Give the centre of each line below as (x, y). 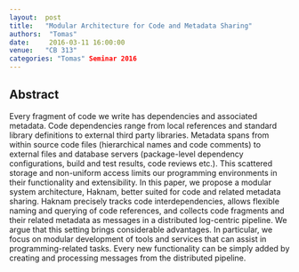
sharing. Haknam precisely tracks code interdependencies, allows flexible (145, 201)
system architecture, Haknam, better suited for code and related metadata (145, 191)
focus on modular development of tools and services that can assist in (138, 239)
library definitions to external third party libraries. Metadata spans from (139, 135)
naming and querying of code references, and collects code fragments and (147, 211)
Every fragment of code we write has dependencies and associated (133, 116)
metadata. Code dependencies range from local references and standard (143, 125)
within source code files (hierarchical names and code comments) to (135, 144)
